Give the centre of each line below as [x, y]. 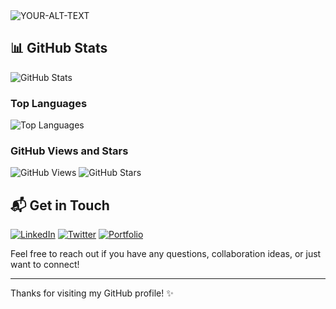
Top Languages [49, 103]
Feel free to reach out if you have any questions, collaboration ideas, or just [166, 254]
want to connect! [45, 265]
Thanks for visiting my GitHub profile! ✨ [92, 293]
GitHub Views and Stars [69, 151]
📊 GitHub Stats [59, 48]
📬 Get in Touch [60, 205]
